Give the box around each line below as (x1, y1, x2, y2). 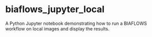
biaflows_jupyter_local (5, 4, 105, 15)
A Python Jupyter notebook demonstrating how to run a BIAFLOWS (5, 20, 147, 26)
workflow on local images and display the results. (5, 25, 110, 31)
